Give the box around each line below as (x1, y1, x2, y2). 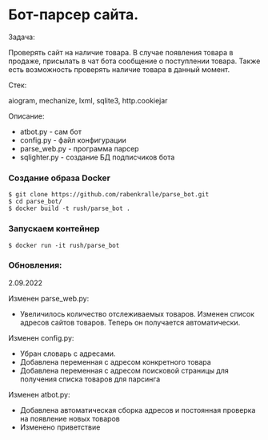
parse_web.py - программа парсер (19, 143, 139, 153)
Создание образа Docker (8, 172, 110, 184)
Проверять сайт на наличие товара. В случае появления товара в (8, 47, 234, 57)
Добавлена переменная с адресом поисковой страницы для (19, 365, 230, 375)
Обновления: (8, 260, 62, 271)
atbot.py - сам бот (19, 127, 82, 136)
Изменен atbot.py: (8, 390, 70, 399)
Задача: (8, 32, 35, 42)
